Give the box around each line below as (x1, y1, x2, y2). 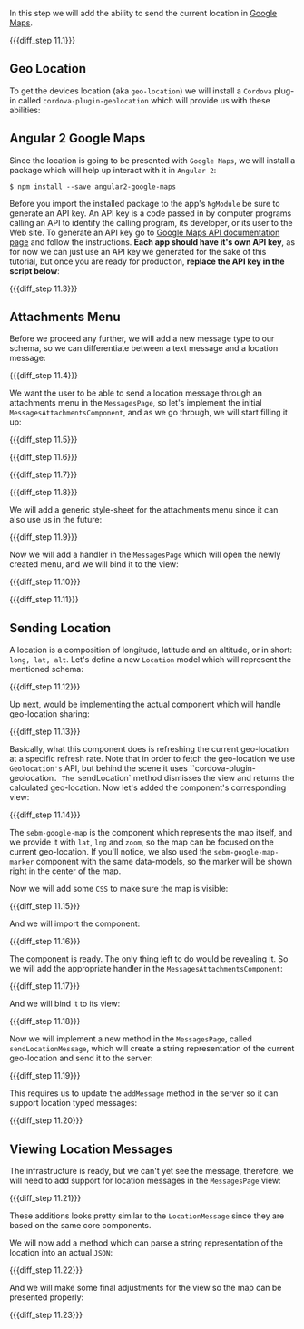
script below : (9, 265, 61, 276)
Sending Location (9, 621, 112, 636)
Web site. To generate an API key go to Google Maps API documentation (9, 227, 280, 238)
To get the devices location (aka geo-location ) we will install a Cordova (9, 85, 272, 96)
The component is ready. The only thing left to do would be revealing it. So (9, 953, 289, 964)
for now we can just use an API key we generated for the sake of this (9, 246, 267, 257)
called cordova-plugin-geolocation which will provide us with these (17, 94, 270, 105)
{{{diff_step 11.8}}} (9, 487, 78, 498)
